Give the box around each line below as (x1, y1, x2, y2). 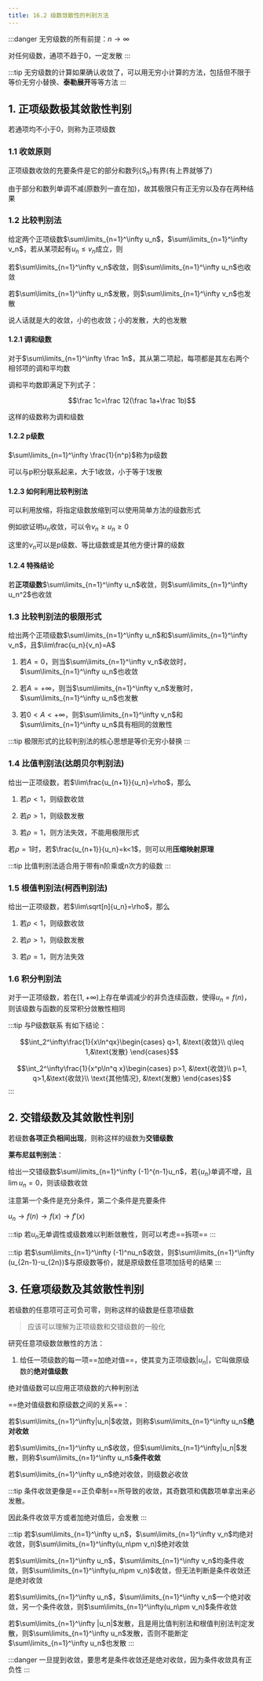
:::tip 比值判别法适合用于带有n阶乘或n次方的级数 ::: (8, 861, 171, 870)
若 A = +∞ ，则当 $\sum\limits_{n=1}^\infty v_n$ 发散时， (19, 684, 198, 693)
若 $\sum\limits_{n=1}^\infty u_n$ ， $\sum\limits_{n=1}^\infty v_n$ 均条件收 (8, 1555, 245, 1565)
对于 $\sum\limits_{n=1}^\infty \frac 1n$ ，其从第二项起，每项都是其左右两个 (8, 353, 250, 363)
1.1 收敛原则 (8, 146, 52, 157)
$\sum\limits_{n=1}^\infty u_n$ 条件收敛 (35, 1453, 161, 1462)
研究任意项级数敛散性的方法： (8, 1338, 104, 1347)
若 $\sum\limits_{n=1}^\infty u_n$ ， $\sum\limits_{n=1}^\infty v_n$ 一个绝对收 (8, 1591, 251, 1602)
